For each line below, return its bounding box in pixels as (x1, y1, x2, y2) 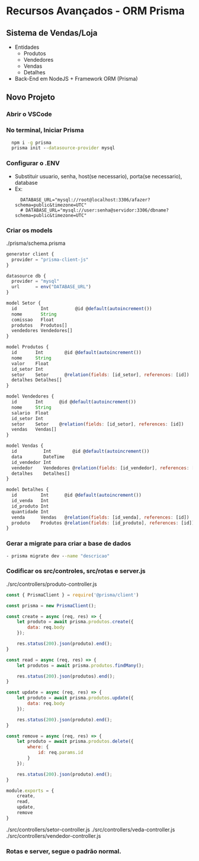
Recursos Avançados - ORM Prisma (6, 4, 185, 18)
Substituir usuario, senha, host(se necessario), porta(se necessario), (14, 172, 182, 179)
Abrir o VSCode (6, 110, 52, 118)
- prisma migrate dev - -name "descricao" (6, 553, 110, 559)
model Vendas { (6, 443, 44, 449)
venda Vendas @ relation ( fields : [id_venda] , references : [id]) (11, 514, 190, 521)
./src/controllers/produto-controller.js (6, 581, 97, 588)
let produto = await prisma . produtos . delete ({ (17, 739, 134, 745)
